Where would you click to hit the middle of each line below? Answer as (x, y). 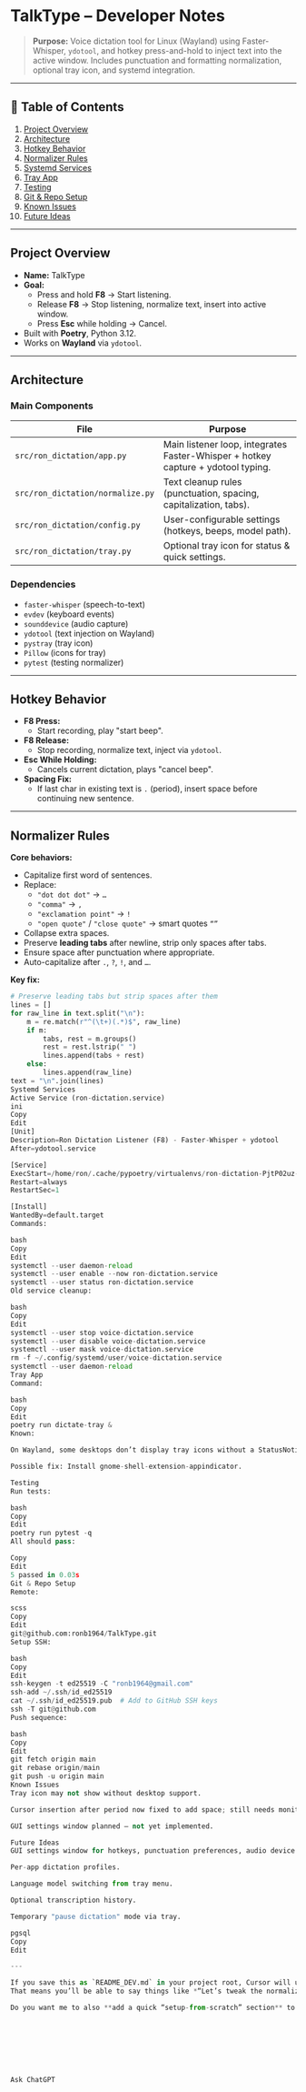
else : (37, 1064)
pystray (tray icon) (58, 643)
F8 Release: (46, 740)
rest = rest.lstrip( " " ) (90, 1047)
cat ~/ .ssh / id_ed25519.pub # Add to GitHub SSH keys (114, 1701)
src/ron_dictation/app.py (71, 456)
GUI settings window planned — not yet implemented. (112, 1826)
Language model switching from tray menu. (92, 1884)
